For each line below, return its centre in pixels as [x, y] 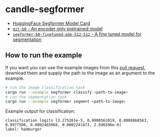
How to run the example [44, 55]
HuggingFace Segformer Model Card [51, 23]
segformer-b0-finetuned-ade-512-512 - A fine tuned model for [77, 34]
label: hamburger [24, 129]
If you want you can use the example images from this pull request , [75, 67]
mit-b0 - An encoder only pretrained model [58, 28]
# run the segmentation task [36, 97]
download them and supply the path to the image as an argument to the [80, 73]
